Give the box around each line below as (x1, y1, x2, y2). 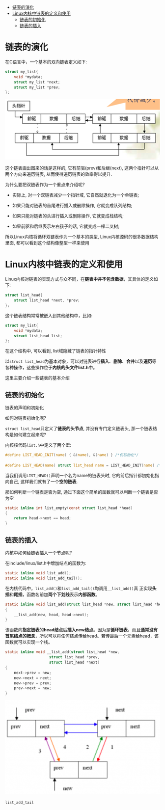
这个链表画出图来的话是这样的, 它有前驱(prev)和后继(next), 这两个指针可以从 (5, 165, 159, 171)
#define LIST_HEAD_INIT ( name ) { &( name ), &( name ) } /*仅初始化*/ (5, 453, 139, 458)
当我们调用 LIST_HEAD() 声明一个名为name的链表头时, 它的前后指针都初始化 (5, 472, 155, 478)
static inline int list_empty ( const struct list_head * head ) (5, 505, 133, 511)
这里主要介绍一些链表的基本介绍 (5, 375, 70, 381)
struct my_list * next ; (14, 80, 60, 84)
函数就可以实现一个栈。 (5, 639, 53, 645)
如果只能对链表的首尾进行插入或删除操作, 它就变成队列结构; (12, 203, 133, 209)
